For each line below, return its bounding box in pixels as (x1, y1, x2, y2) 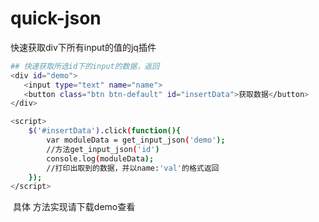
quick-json (10, 7, 102, 30)
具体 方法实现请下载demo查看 (12, 201, 136, 213)
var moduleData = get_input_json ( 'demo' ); (46, 135, 226, 146)
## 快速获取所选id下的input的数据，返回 (10, 61, 160, 71)
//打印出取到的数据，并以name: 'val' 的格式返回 (46, 163, 220, 173)
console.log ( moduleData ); (46, 153, 155, 164)
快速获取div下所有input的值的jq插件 (10, 41, 157, 53)
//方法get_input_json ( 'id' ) (46, 144, 160, 154)
